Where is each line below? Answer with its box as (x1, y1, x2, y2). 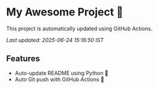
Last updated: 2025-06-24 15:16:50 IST (6, 36, 104, 43)
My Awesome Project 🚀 (6, 5, 124, 19)
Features (6, 53, 40, 64)
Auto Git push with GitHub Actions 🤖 (14, 75, 105, 82)
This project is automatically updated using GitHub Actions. (6, 25, 153, 32)
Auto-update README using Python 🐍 (14, 69, 109, 77)
